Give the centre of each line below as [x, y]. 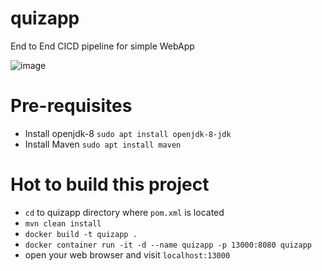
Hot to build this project [110, 184]
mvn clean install [63, 223]
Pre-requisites [71, 106]
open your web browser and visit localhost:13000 [127, 254]
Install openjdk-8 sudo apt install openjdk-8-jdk [128, 133]
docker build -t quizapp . [81, 234]
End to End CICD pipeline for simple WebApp [102, 46]
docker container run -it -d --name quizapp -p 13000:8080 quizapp [168, 245]
